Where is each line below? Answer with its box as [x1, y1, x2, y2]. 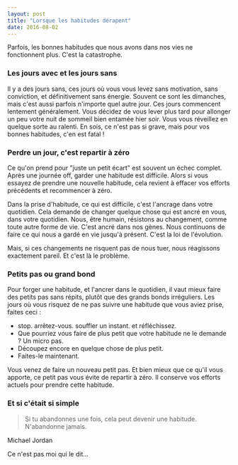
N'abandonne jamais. [24, 422, 87, 430]
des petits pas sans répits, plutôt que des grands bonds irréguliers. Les [7, 292, 215, 302]
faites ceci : [7, 308, 41, 317]
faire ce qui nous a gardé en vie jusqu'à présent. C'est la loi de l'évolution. [7, 230, 223, 239]
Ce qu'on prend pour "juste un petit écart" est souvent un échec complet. [7, 163, 222, 172]
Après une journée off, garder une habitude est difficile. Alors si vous [7, 171, 209, 180]
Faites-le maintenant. [17, 352, 80, 361]
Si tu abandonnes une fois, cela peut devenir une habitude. [24, 415, 197, 423]
